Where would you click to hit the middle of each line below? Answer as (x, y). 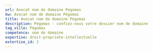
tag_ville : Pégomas (25, 28)
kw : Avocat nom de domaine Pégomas (42, 14)
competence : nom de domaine (34, 33)
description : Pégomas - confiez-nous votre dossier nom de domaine (77, 24)
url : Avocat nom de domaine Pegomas (43, 10)
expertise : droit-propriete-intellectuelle (51, 38)
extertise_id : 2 (22, 42)
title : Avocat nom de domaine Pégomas (45, 19)
